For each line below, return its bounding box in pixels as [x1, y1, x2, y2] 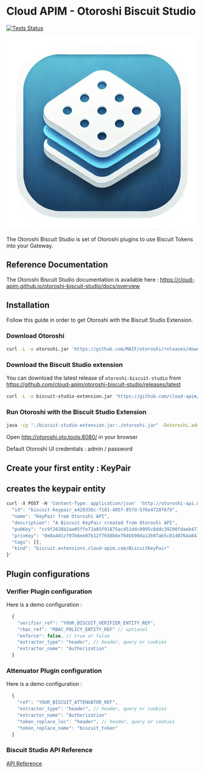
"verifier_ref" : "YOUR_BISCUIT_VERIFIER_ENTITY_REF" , [17, 620, 156, 626]
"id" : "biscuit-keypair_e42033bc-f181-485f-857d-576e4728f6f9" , [12, 507, 178, 513]
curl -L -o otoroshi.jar [6, 346, 69, 352]
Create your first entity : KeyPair [6, 463, 131, 473]
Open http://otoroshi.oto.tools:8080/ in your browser [6, 433, 138, 441]
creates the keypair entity [6, 483, 106, 494]
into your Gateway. [6, 242, 53, 249]
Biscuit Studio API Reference [6, 746, 93, 754]
